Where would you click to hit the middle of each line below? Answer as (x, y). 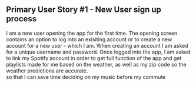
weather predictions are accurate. (47, 71)
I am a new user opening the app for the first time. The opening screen (92, 33)
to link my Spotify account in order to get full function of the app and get (94, 58)
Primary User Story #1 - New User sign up (84, 10)
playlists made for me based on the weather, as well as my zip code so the (96, 64)
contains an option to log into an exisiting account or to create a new (89, 39)
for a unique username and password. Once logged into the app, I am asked (98, 52)
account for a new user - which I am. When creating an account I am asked (97, 45)
